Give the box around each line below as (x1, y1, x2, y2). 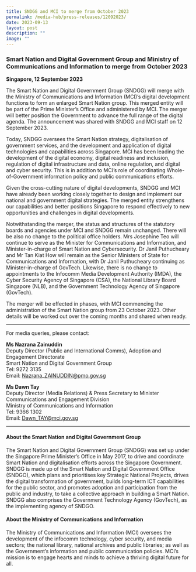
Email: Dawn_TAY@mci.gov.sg (6, 415, 79, 422)
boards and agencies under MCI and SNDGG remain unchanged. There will (6, 227, 187, 234)
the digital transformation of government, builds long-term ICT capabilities (6, 478, 185, 485)
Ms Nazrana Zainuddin (6, 341, 62, 348)
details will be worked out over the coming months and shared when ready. (6, 313, 187, 320)
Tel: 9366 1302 (6, 408, 42, 416)
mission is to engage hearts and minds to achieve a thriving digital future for (6, 554, 189, 561)
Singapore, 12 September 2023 (6, 76, 83, 83)
